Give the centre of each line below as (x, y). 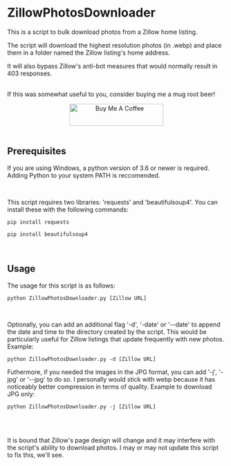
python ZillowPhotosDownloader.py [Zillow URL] (77, 298)
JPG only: (21, 394)
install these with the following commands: (68, 209)
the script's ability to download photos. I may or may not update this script (113, 447)
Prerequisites (37, 151)
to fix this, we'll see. (36, 455)
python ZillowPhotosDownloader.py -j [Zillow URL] (82, 407)
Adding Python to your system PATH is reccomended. (84, 175)
